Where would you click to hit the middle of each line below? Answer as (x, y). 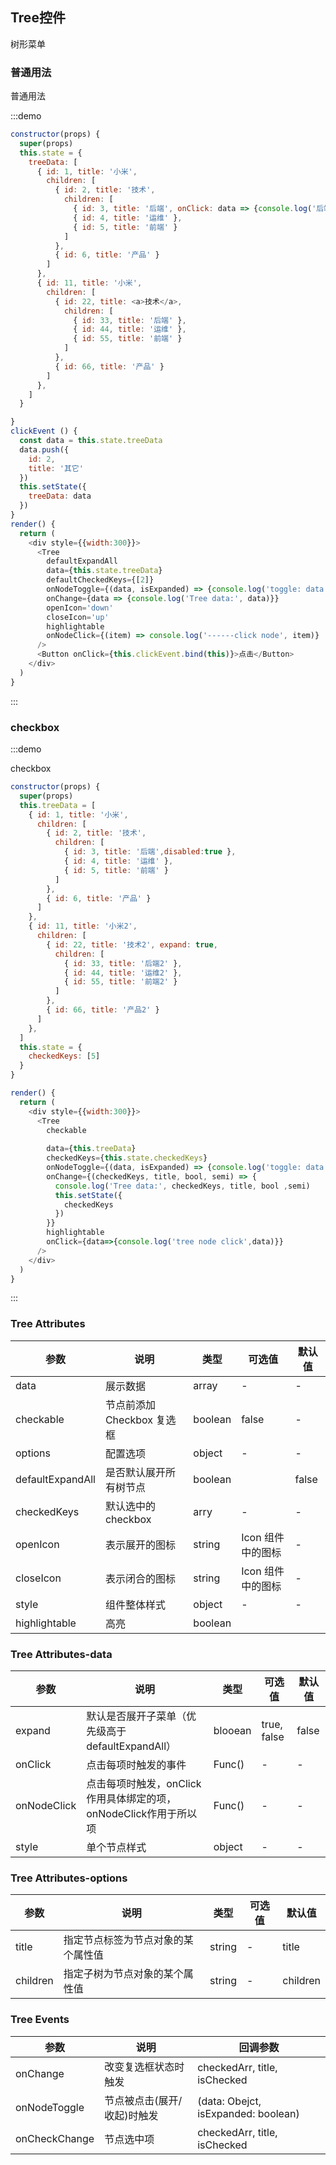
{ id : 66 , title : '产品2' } (103, 1010)
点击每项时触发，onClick (144, 1783)
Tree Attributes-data (61, 1654)
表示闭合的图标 (140, 1578)
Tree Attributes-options (69, 1878)
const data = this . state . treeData (91, 441)
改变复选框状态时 (144, 2066)
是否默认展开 (135, 1472)
